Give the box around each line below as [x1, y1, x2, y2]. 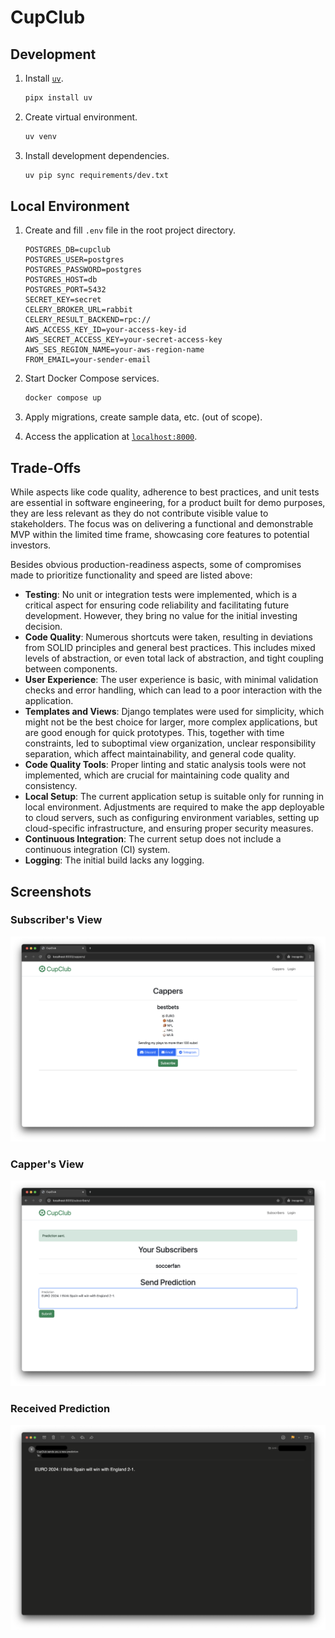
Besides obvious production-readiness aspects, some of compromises [10, 559, 302, 571]
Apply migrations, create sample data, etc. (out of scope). [24, 411, 263, 423]
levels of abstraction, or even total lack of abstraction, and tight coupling [24, 652, 324, 665]
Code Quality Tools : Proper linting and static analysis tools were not [24, 759, 307, 771]
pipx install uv [24, 93, 93, 103]
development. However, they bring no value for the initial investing [24, 610, 298, 622]
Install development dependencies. [24, 149, 170, 161]
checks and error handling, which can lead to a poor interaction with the [24, 684, 323, 696]
